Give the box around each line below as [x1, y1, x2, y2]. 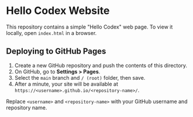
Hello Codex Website [6, 4, 110, 17]
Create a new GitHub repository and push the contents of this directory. [14, 62, 188, 69]
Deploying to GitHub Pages [6, 47, 106, 56]
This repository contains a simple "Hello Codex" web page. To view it [6, 23, 173, 30]
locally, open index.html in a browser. [6, 29, 97, 36]
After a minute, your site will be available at [14, 80, 119, 87]
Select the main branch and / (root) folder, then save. [14, 74, 146, 81]
